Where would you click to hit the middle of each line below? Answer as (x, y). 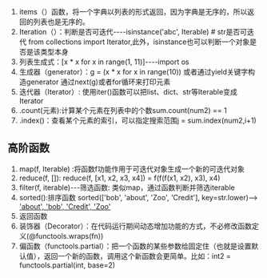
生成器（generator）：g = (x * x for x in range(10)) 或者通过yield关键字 (133, 72)
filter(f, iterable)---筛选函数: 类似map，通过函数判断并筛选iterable (127, 187)
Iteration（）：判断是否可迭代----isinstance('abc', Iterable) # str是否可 (133, 32)
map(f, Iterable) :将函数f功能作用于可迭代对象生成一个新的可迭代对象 (132, 169)
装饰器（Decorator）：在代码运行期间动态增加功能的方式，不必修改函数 (135, 226)
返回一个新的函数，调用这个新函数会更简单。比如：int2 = (137, 256)
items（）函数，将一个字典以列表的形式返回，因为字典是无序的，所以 (133, 12)
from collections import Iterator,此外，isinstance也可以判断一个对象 (139, 42)
